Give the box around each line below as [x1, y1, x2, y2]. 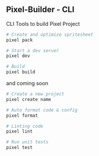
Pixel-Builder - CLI [6, 5, 75, 15]
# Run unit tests [6, 139, 49, 145]
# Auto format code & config [6, 107, 78, 113]
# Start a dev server [6, 48, 60, 53]
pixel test [6, 145, 33, 151]
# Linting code [6, 123, 44, 129]
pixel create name [6, 96, 51, 102]
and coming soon [6, 80, 48, 87]
